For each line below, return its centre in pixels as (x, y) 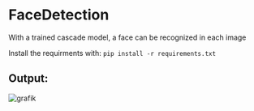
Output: (28, 79)
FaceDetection (59, 15)
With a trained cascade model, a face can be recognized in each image (127, 37)
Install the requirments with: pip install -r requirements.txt (112, 53)
